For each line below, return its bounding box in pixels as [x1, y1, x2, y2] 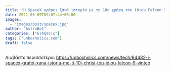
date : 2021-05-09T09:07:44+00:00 [5, 12, 76, 17]
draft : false [5, 41, 33, 46]
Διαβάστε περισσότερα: [5, 54, 55, 60]
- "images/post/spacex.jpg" [10, 21, 69, 27]
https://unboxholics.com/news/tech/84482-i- [56, 54, 151, 60]
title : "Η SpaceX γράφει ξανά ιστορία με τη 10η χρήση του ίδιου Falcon [5, 7, 162, 13]
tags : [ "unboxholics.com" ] [5, 36, 62, 41]
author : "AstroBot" [5, 26, 47, 31]
